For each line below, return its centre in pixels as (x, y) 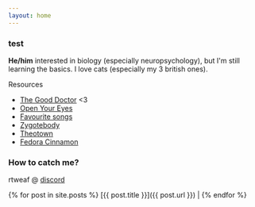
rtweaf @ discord (37, 180)
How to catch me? (44, 162)
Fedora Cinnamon (49, 142)
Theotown (36, 133)
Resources (26, 84)
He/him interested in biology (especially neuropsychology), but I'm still (124, 60)
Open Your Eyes (46, 108)
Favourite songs (46, 117)
